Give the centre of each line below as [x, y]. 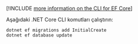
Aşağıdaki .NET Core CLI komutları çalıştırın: [60, 19]
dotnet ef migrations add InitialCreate [57, 30]
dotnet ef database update [39, 35]
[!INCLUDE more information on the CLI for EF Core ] [69, 8]
